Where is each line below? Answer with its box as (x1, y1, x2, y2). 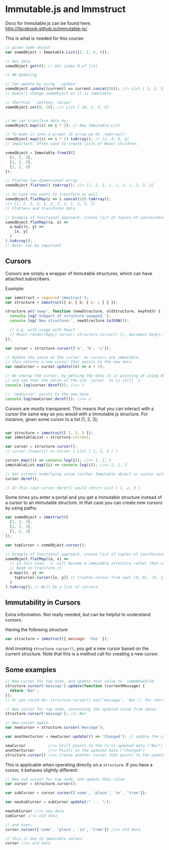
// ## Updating (5, 72, 37, 77)
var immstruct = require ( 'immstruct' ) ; (5, 295, 89, 300)
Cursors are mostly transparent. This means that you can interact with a (5, 405, 154, 411)
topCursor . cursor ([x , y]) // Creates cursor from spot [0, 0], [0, (14, 575, 158, 580)
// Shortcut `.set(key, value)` (5, 100, 73, 105)
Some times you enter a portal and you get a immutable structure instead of (5, 494, 162, 500)
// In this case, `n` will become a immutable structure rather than (10, 561, 158, 566)
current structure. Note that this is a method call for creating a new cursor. (5, 651, 159, 657)
